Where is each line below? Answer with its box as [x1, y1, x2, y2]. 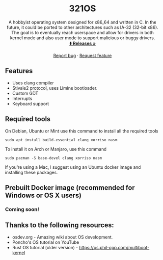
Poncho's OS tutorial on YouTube [12, 239, 80, 245]
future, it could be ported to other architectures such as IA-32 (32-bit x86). [6, 24, 159, 30]
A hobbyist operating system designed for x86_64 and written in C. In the [8, 19, 157, 25]
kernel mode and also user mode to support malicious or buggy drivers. [10, 35, 155, 41]
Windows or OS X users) [5, 191, 82, 199]
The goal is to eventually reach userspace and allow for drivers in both [11, 29, 154, 35]
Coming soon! [5, 206, 39, 212]
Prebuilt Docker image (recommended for [5, 183, 135, 192]
